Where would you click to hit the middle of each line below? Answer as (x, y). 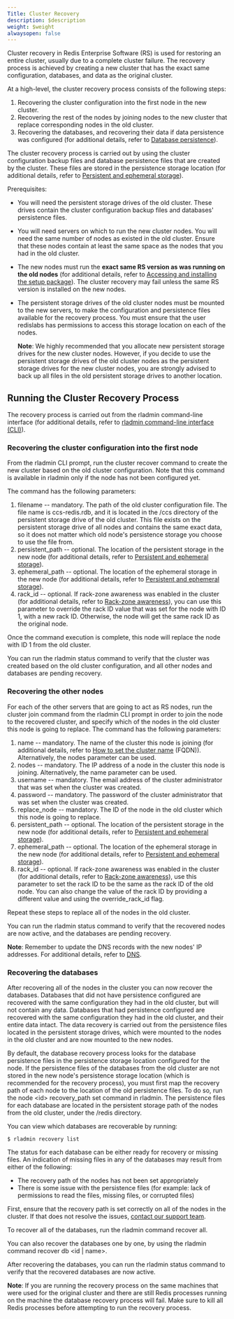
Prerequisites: (27, 189)
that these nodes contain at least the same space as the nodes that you (120, 246)
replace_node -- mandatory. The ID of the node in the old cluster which (120, 810)
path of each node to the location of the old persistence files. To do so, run (115, 1090)
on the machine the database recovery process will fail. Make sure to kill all (115, 1300)
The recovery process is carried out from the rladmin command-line (105, 415)
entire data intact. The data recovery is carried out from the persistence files (117, 1024)
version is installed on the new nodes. (72, 289)
